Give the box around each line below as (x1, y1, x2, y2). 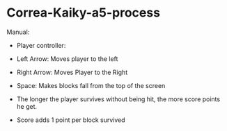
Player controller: (16, 41, 66, 49)
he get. (16, 102, 38, 110)
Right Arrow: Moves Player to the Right (16, 68, 128, 76)
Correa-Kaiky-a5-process (6, 5, 161, 21)
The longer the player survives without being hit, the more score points (16, 95, 221, 103)
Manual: (6, 28, 30, 36)
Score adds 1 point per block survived (16, 116, 126, 124)
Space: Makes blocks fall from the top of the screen (16, 81, 166, 89)
